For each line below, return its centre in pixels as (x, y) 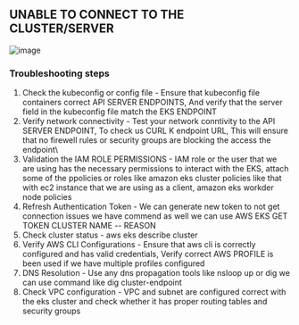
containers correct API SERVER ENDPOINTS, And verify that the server (152, 103)
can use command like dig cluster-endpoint (102, 283)
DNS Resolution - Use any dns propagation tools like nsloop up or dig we (156, 273)
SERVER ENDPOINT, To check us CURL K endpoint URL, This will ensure (155, 131)
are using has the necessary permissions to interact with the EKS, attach (155, 169)
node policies (47, 197)
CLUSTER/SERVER (62, 29)
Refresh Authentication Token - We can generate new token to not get (151, 207)
